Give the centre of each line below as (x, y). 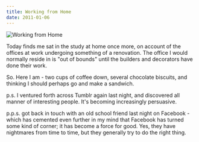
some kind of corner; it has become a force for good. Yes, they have (91, 126)
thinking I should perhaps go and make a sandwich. (70, 83)
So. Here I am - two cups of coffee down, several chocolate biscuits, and (97, 77)
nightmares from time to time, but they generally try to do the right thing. (96, 132)
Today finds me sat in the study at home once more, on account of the (93, 46)
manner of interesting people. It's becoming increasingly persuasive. (91, 101)
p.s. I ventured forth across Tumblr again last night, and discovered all (93, 95)
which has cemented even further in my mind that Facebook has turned (95, 119)
